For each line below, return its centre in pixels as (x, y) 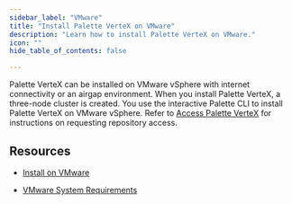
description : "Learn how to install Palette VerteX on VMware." (132, 34)
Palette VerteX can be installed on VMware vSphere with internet (130, 84)
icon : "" (26, 43)
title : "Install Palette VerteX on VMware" (92, 26)
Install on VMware (56, 173)
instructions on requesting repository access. (94, 123)
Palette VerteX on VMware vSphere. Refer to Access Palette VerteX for (141, 113)
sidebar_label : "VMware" (56, 18)
